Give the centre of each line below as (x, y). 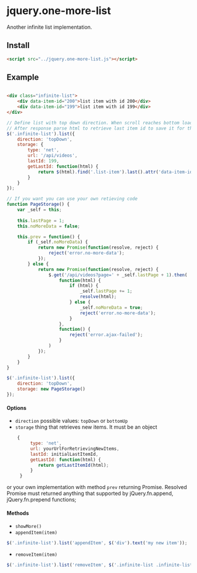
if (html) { (84, 286)
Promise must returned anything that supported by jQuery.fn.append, (90, 493)
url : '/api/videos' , (53, 156)
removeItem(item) (36, 555)
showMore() (28, 527)
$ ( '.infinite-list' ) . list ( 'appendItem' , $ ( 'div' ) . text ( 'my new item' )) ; (97, 543)
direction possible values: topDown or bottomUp (71, 421)
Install (18, 45)
